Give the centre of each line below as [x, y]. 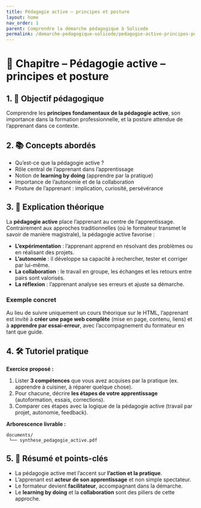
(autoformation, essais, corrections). [60, 399]
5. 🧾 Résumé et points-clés [57, 459]
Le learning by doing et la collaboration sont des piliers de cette [95, 492]
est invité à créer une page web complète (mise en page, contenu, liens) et [99, 319]
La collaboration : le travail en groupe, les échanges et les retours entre [103, 271]
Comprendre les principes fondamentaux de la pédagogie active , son [93, 113]
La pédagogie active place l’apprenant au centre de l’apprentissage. [90, 221]
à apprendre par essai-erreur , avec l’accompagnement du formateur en [95, 326]
